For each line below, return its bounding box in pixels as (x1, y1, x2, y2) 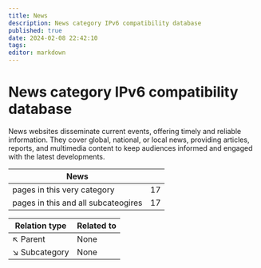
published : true (8, 26, 62, 34)
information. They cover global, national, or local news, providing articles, (8, 135, 250, 144)
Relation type (14, 220, 67, 231)
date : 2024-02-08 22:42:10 (8, 33, 98, 42)
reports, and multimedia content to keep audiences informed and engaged (8, 143, 253, 152)
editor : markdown (8, 49, 66, 57)
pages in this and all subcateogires (12, 197, 143, 208)
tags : (8, 41, 26, 49)
